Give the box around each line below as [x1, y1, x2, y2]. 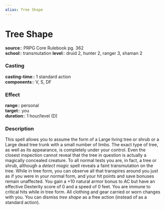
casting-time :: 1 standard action [5, 74, 71, 80]
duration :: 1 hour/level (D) [5, 113, 58, 119]
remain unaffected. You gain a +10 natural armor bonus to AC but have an [5, 178, 155, 184]
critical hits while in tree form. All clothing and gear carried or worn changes [5, 189, 161, 195]
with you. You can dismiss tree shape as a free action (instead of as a [5, 194, 147, 200]
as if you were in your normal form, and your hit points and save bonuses [5, 173, 155, 179]
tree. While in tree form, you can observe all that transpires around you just [5, 168, 159, 174]
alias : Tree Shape [5, 7, 43, 12]
